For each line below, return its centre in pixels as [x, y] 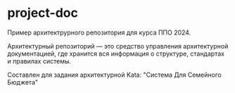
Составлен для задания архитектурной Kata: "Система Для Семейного [114, 75]
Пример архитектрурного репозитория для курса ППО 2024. [99, 32]
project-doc [43, 13]
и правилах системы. [39, 61]
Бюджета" [23, 82]
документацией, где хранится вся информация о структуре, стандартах [116, 54]
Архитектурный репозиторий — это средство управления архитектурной [118, 46]
